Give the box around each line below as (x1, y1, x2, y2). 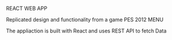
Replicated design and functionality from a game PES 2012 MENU (6, 16, 164, 23)
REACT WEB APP (6, 5, 48, 12)
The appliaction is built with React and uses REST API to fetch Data (6, 27, 167, 34)
